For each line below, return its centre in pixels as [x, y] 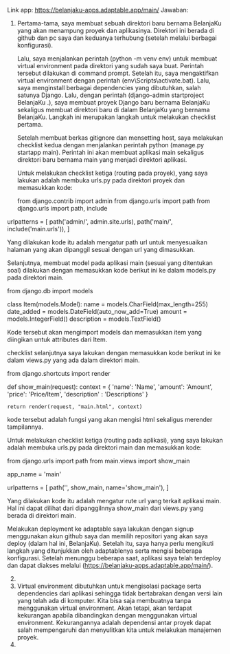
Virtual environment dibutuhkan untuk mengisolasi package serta [109, 586]
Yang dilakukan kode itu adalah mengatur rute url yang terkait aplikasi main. [114, 501]
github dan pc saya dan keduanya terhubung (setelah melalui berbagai [117, 38]
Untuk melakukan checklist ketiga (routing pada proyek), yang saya [112, 173]
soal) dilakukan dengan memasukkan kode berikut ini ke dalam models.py [112, 270]
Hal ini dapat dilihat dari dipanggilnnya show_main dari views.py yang [105, 508]
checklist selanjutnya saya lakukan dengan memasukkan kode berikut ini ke [114, 353]
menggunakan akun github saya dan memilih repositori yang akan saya [107, 536]
